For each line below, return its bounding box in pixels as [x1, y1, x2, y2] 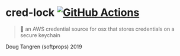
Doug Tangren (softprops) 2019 [5, 43, 82, 50]
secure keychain [20, 31, 60, 38]
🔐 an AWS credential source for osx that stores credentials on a [20, 25, 175, 32]
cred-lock [5, 6, 55, 19]
